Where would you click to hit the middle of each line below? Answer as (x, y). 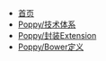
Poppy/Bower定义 (50, 47)
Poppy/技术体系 (47, 24)
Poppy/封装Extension (57, 35)
